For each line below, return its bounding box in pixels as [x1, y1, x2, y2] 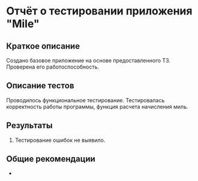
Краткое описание [6, 41, 80, 51]
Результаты [6, 120, 53, 130]
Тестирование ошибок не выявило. [14, 137, 106, 144]
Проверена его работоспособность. [6, 63, 100, 70]
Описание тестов [6, 81, 74, 91]
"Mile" [6, 17, 40, 31]
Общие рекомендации [6, 154, 96, 164]
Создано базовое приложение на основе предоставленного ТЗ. [6, 57, 171, 64]
